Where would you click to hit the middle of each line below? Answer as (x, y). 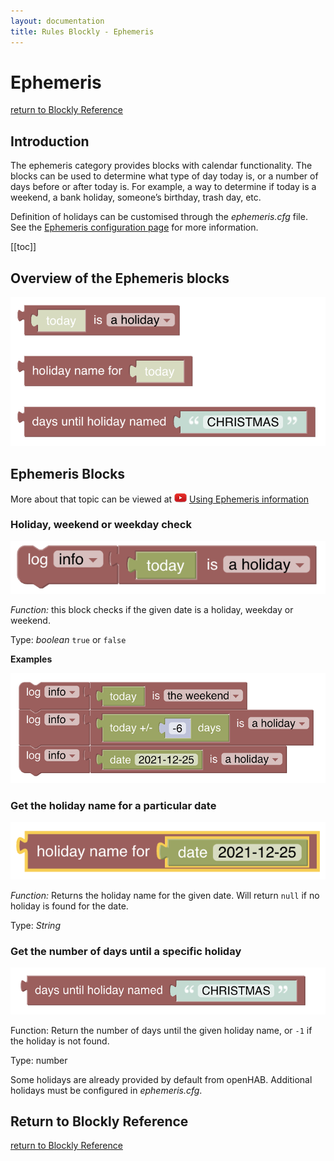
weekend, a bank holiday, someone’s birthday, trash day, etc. (136, 197)
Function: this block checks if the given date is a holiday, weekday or (152, 610)
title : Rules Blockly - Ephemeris (82, 31)
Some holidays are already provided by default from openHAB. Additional (161, 1079)
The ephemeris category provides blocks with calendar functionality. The (161, 166)
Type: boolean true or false (68, 640)
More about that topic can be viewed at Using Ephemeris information (160, 499)
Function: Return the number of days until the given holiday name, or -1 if (161, 1030)
